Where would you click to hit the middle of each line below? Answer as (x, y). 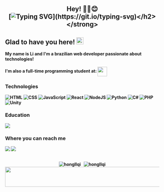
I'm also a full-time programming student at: (51, 71)
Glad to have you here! (40, 42)
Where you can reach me (35, 138)
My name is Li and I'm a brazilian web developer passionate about (73, 54)
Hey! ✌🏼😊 (82, 9)
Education (18, 115)
